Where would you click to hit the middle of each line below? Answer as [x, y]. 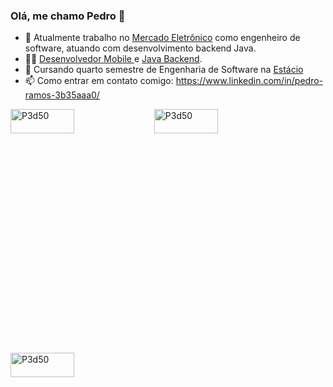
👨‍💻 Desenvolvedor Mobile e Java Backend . [113, 59]
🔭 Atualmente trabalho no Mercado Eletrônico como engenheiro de [162, 38]
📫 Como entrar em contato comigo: [99, 81]
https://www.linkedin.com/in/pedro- [249, 81]
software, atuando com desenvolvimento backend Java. [140, 48]
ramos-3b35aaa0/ [62, 95]
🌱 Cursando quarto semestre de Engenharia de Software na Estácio [164, 70]
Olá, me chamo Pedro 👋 [68, 16]
